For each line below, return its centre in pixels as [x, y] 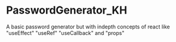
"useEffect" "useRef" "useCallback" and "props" [65, 33]
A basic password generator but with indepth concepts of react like [88, 27]
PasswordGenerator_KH [67, 10]
